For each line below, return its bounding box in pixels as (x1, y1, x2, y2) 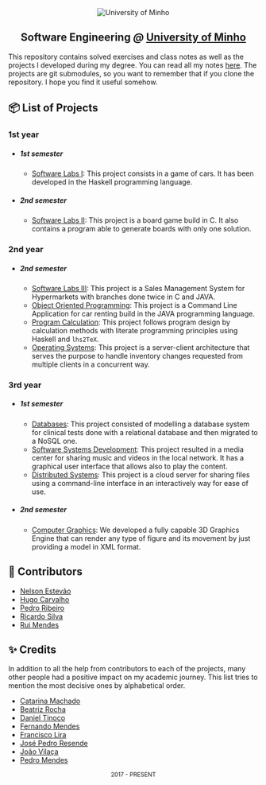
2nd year (8, 243, 44, 255)
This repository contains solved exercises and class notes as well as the (8, 52, 245, 61)
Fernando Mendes (19, 721, 80, 731)
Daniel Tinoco (19, 713, 66, 723)
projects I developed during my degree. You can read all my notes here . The (8, 60, 257, 70)
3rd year (8, 379, 42, 391)
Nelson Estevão (19, 586, 71, 596)
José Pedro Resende (19, 739, 89, 748)
